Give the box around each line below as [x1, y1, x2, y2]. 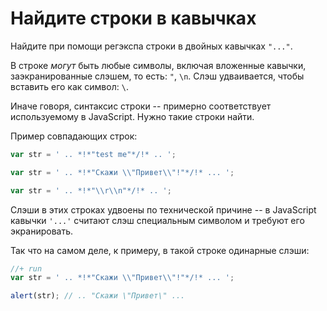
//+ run [10, 263, 43, 274]
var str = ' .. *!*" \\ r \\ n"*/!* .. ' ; [10, 185, 172, 196]
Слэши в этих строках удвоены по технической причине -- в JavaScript [10, 203, 317, 216]
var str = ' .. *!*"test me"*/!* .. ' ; [10, 149, 177, 159]
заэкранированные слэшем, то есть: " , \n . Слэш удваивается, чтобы [10, 70, 305, 82]
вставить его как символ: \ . [10, 80, 129, 92]
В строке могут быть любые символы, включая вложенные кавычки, [10, 59, 307, 71]
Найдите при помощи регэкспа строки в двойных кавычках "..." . [10, 40, 293, 52]
